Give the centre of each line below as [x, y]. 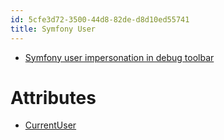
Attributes [53, 97]
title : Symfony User [53, 29]
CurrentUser [50, 125]
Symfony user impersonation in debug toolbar [119, 57]
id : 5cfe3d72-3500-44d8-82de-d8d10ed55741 [100, 19]
